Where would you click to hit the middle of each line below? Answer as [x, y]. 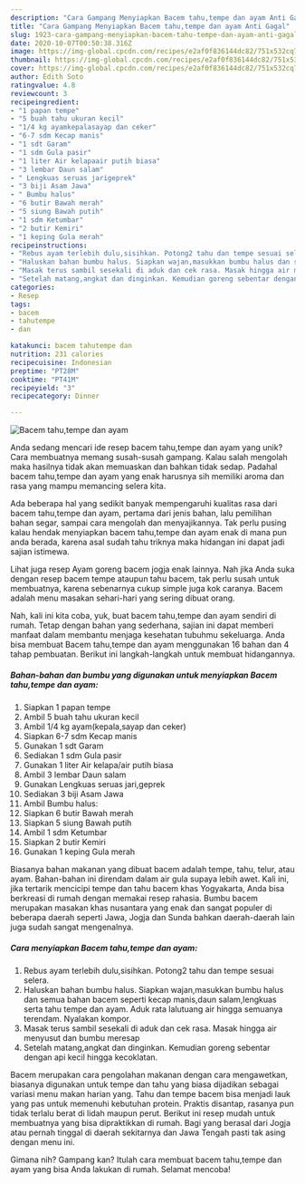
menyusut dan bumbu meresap [81, 1038]
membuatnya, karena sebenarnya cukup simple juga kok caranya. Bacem [147, 589]
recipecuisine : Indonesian [61, 362]
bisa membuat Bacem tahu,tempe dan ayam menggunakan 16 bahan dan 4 [150, 645]
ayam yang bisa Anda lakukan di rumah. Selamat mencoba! [120, 1170]
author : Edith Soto [47, 77]
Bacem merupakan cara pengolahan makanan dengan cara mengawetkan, [149, 1075]
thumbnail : [31, 60]
